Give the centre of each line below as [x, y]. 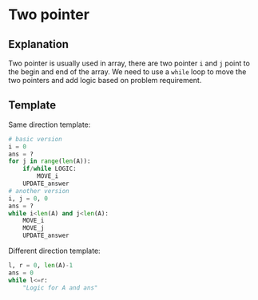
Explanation [39, 44]
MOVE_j [34, 228]
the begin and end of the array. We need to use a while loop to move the [127, 72]
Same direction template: [50, 124]
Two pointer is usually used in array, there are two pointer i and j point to [129, 63]
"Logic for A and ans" [60, 288]
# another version [39, 191]
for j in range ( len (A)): [50, 161]
